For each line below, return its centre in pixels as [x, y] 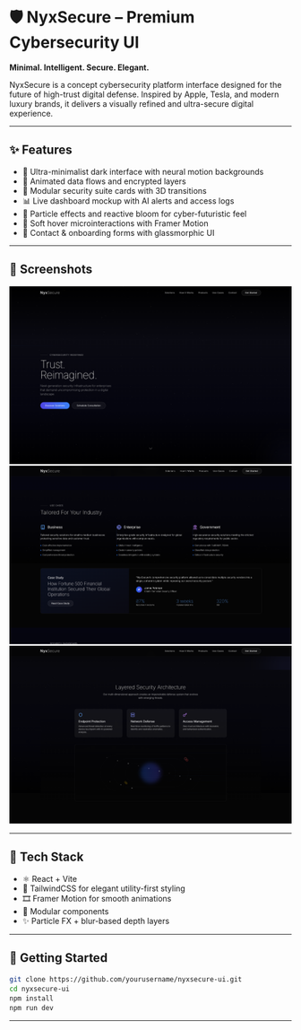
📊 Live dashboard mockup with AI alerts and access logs [128, 201]
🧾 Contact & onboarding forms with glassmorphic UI [118, 232]
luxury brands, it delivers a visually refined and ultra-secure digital [132, 103]
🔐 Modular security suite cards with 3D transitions [115, 190]
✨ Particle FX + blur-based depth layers [96, 921]
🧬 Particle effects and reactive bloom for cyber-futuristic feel [134, 214]
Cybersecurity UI [74, 43]
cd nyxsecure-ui [39, 989]
